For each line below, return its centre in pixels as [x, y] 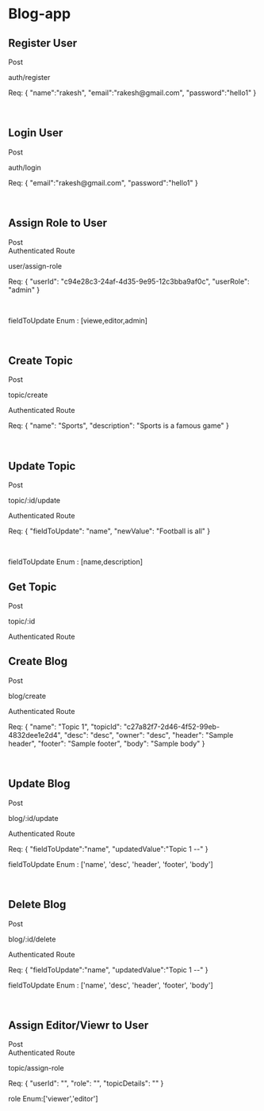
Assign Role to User [58, 223]
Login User [36, 133]
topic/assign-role [36, 1068]
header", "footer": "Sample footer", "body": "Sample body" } [107, 743]
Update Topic [42, 466]
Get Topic [33, 587]
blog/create [27, 696]
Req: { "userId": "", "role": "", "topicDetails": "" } [86, 1083]
